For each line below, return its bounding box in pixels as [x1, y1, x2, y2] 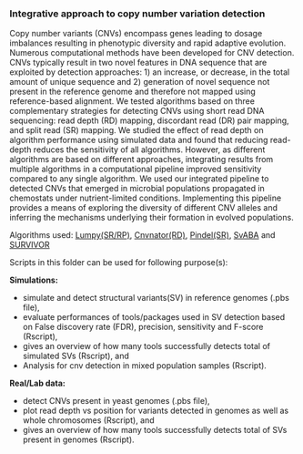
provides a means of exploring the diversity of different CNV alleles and [9, 202, 278, 213]
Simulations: [9, 274, 59, 285]
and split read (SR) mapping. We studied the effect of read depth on [9, 125, 264, 136]
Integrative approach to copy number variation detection [9, 7, 266, 20]
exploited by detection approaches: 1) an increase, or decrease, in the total [9, 67, 290, 77]
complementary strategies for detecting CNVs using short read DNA [9, 106, 265, 117]
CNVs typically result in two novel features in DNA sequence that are [9, 57, 268, 68]
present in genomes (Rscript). [22, 434, 135, 445]
